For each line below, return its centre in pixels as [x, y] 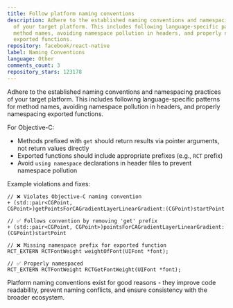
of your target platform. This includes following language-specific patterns [114, 99]
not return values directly [53, 148]
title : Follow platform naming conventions [71, 14]
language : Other [31, 59]
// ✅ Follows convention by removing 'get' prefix [83, 221]
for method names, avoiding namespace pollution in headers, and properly [114, 106]
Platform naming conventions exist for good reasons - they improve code [112, 282]
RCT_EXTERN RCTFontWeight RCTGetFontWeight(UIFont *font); [94, 269]
